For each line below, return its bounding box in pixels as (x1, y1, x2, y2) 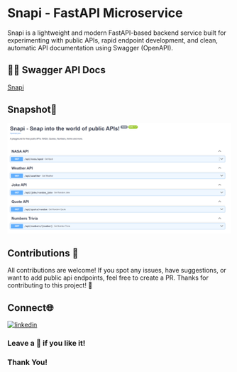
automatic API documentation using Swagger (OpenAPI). (7, 43, 174, 52)
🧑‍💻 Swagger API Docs (7, 64, 106, 76)
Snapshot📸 (7, 104, 57, 116)
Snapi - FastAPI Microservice (7, 5, 183, 21)
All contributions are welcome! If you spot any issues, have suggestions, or (7, 266, 227, 275)
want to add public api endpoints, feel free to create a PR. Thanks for (7, 273, 209, 282)
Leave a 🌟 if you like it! (7, 339, 86, 349)
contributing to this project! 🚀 (7, 281, 93, 290)
